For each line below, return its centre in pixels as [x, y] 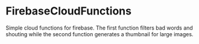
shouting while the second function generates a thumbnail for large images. [99, 34]
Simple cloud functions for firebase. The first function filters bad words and [99, 28]
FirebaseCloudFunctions [69, 11]
